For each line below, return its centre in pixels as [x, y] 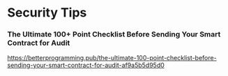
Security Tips [47, 13]
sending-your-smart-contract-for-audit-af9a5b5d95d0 [86, 65]
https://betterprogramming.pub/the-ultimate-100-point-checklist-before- [112, 58]
